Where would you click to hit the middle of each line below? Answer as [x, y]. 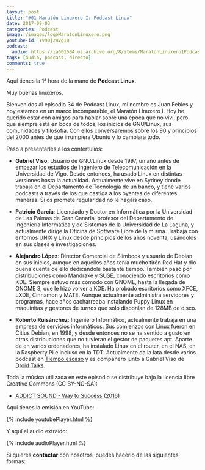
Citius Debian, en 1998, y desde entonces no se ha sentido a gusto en [103, 333]
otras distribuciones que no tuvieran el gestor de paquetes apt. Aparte [103, 339]
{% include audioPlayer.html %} [46, 443]
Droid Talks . [30, 365]
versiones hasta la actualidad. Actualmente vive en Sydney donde [98, 180]
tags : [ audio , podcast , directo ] [49, 58]
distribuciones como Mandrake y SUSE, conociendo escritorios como [103, 275]
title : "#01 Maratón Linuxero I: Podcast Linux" [69, 18]
